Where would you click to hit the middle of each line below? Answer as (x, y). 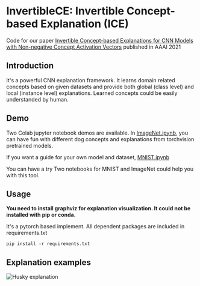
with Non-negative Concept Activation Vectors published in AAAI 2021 (94, 47)
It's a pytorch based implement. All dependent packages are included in (95, 227)
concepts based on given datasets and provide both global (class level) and (100, 87)
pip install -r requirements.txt (48, 244)
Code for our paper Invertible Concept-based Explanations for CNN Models (100, 40)
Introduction (30, 66)
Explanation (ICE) (85, 24)
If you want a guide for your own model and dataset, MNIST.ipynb (88, 157)
